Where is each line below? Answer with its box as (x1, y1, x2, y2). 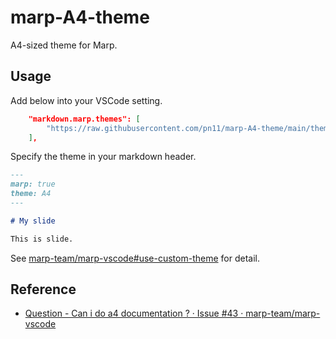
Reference (10, 281, 77, 298)
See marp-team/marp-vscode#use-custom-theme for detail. (10, 252, 260, 264)
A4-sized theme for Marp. (10, 39, 118, 51)
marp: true (10, 179, 56, 190)
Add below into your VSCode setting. (10, 94, 163, 106)
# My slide (10, 216, 56, 226)
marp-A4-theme (10, 6, 150, 29)
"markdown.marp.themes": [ (28, 114, 141, 124)
